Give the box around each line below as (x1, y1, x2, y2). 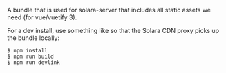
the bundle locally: (7, 34, 60, 42)
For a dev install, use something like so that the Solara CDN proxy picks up (7, 27, 220, 34)
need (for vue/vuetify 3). (7, 13, 77, 21)
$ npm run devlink (7, 59, 60, 66)
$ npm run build (7, 53, 54, 60)
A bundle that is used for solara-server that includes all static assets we (7, 6, 211, 14)
